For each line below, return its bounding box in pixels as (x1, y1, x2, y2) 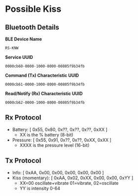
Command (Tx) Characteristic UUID (5, 72, 79, 78)
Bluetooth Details (5, 23, 60, 32)
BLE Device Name (5, 36, 42, 42)
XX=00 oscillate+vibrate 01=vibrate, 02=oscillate (19, 180, 119, 186)
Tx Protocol (5, 157, 41, 165)
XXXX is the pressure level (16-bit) (19, 142, 90, 148)
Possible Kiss (5, 3, 62, 15)
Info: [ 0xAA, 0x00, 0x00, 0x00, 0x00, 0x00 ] (12, 169, 104, 175)
